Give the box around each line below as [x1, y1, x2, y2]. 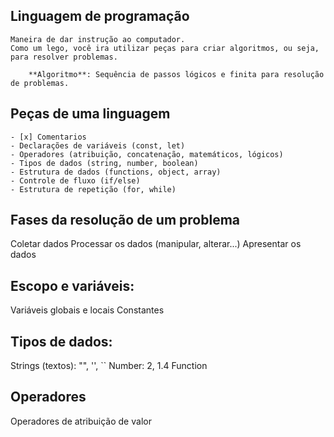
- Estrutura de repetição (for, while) [10, 184, 177, 194]
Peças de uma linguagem [10, 105, 171, 123]
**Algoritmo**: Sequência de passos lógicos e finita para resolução [28, 69, 325, 79]
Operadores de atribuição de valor [10, 415, 152, 427]
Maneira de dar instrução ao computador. [10, 34, 186, 44]
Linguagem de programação [10, 8, 190, 25]
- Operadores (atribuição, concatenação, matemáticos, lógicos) [10, 149, 284, 159]
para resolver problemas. [10, 52, 118, 62]
